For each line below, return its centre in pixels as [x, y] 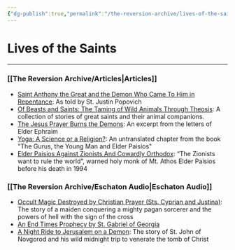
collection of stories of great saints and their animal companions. [111, 116]
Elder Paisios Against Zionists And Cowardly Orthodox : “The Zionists [116, 153]
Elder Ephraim [37, 131]
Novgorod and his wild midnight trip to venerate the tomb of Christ [113, 239]
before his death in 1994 [52, 168]
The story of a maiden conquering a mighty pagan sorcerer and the [114, 209]
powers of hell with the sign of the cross [76, 217]
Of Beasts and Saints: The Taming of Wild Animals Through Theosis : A [119, 109]
